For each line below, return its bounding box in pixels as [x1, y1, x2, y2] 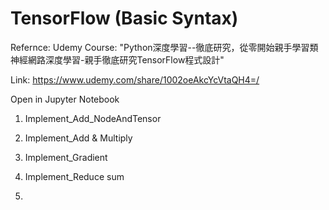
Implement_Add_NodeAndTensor [24, 112, 162, 124]
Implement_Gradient [24, 151, 108, 163]
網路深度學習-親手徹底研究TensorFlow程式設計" [27, 53, 225, 66]
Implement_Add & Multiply [24, 132, 133, 144]
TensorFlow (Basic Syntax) [10, 7, 239, 30]
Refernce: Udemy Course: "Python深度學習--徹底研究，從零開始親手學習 [10, 41, 310, 53]
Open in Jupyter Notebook [10, 93, 120, 105]
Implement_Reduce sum [24, 170, 125, 182]
